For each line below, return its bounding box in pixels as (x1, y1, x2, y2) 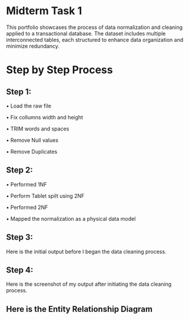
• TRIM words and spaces (6, 125, 69, 132)
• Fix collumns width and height (6, 113, 84, 120)
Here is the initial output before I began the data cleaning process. (6, 248, 167, 255)
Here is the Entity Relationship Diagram (6, 304, 153, 314)
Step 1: (6, 87, 32, 97)
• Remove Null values (6, 136, 59, 143)
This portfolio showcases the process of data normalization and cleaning (6, 24, 183, 31)
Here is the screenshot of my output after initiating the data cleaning (6, 280, 172, 288)
